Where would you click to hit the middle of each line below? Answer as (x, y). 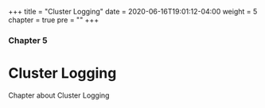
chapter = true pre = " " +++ (54, 20)
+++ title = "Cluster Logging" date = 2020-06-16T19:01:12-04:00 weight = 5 (133, 12)
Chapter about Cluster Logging (59, 95)
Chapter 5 (28, 40)
